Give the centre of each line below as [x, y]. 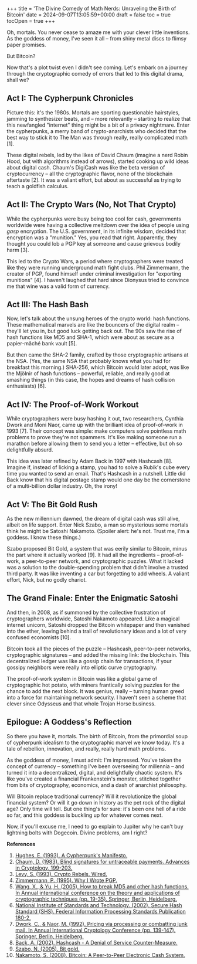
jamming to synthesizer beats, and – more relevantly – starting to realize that [99, 118]
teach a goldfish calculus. [38, 186]
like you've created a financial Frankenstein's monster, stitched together [94, 779]
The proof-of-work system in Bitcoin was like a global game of [82, 678]
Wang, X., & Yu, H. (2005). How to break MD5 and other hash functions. [102, 886]
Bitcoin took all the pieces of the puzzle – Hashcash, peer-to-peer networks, [99, 649]
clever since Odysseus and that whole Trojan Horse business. [81, 704]
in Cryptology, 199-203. [44, 868]
